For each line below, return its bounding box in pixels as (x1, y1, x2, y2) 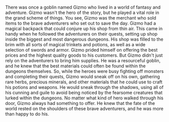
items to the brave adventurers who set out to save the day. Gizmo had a (5, 20, 156, 26)
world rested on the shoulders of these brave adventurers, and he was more (5, 105, 164, 111)
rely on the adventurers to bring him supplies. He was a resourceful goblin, (5, 58, 160, 63)
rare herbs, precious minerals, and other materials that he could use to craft (5, 79, 162, 85)
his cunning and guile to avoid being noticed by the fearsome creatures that (5, 90, 163, 95)
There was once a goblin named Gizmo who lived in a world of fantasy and (5, 5, 161, 10)
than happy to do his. (5, 111, 49, 117)
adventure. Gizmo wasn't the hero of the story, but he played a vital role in (5, 10, 159, 16)
